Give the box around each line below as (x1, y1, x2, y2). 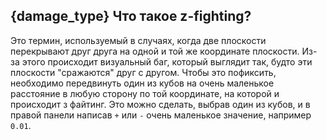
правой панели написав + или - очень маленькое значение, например (10, 109, 312, 121)
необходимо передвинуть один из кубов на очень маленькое (10, 77, 275, 89)
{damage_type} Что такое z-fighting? (10, 8, 252, 25)
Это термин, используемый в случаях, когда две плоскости (10, 34, 267, 46)
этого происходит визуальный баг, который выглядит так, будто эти (21, 55, 313, 68)
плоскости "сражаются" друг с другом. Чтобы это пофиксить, (10, 66, 277, 78)
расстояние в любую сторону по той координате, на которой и (10, 87, 280, 99)
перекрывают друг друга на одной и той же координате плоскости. (10, 45, 300, 57)
